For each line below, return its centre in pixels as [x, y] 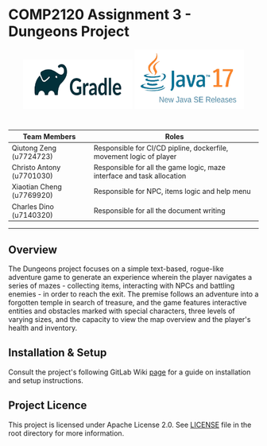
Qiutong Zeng [34, 148]
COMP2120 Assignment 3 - [100, 15]
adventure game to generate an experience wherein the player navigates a [130, 277]
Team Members [49, 136]
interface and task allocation [140, 176]
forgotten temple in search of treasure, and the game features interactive [128, 302]
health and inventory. [43, 328]
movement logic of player [135, 156]
